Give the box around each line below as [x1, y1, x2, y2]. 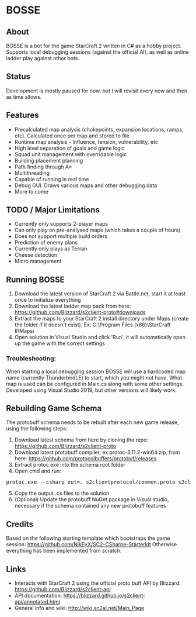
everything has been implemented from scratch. [6, 547, 122, 554]
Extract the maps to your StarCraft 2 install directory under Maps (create [14, 315, 189, 322]
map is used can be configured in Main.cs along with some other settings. [6, 380, 184, 387]
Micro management [14, 258, 62, 265]
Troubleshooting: [6, 354, 57, 363]
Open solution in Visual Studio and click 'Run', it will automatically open [14, 334, 185, 341]
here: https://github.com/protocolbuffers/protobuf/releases [14, 455, 157, 462]
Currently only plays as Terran [14, 245, 87, 252]
